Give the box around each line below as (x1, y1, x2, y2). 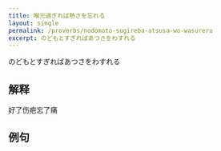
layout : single (8, 19, 59, 27)
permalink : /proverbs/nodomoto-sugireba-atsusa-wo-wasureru (8, 26, 214, 34)
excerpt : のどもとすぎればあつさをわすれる (8, 34, 136, 42)
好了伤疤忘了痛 (8, 105, 58, 115)
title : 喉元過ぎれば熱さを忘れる (8, 11, 106, 20)
